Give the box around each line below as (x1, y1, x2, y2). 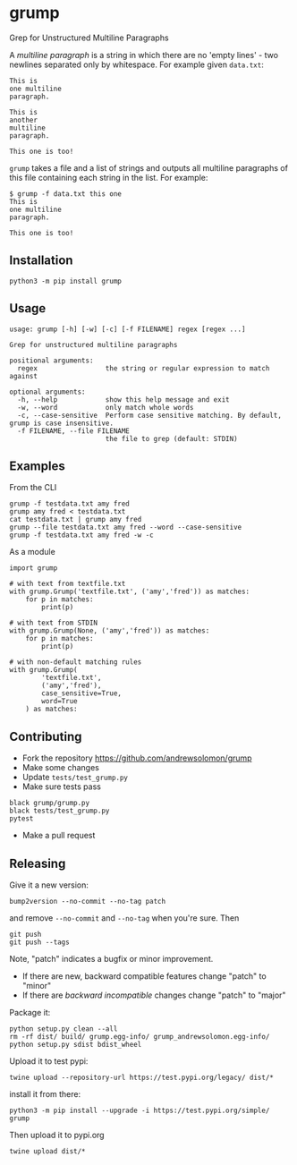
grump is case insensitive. (9, 419, 115, 428)
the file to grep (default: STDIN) (105, 434, 239, 443)
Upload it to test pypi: (9, 1056, 89, 1067)
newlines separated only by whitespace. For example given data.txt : (9, 59, 264, 70)
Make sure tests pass (21, 781, 101, 792)
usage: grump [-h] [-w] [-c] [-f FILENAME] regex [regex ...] (9, 325, 246, 334)
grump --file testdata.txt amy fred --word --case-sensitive (9, 523, 242, 532)
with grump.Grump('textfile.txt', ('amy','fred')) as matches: (9, 587, 250, 597)
